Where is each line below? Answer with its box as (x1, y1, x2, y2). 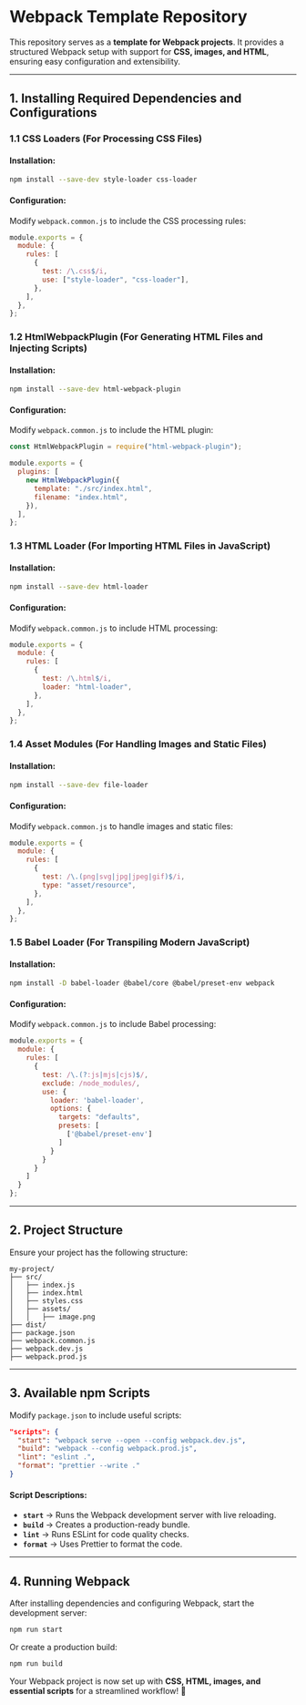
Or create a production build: (9, 1641, 118, 1652)
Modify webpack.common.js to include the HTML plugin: (9, 425, 214, 436)
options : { (49, 1104, 92, 1114)
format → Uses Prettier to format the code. (22, 1538, 183, 1550)
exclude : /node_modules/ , (42, 1078, 141, 1088)
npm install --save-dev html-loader (9, 582, 148, 591)
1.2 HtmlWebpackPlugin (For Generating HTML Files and (9, 331, 264, 344)
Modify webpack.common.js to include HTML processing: (9, 622, 219, 633)
